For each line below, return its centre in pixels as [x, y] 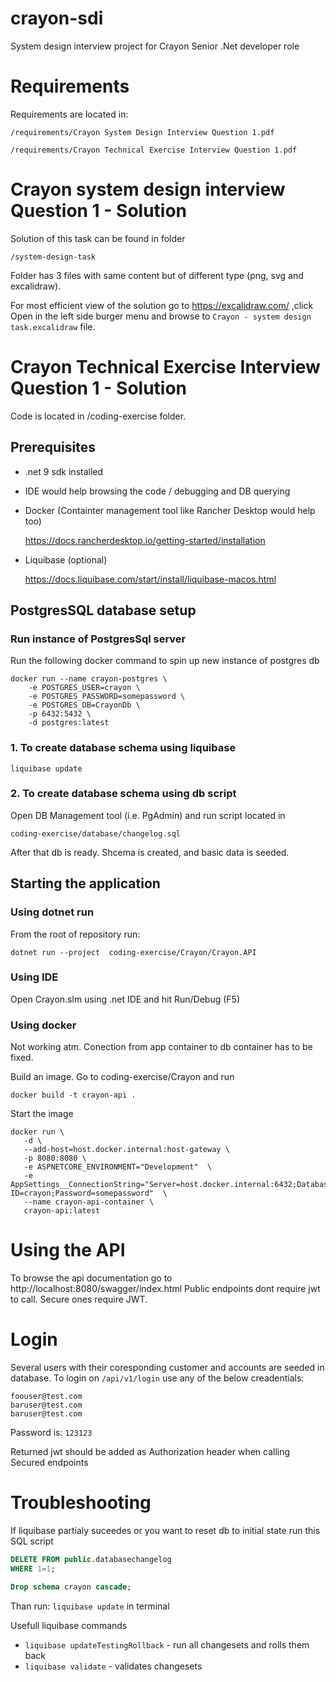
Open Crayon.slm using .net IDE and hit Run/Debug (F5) [125, 999]
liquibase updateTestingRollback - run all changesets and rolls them [167, 1644]
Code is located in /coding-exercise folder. [98, 416]
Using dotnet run [52, 912]
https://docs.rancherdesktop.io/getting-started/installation [145, 540]
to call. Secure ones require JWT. [79, 1299]
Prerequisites [53, 447]
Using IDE [34, 977]
